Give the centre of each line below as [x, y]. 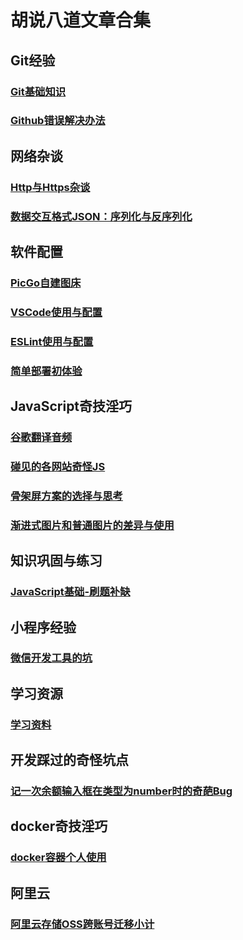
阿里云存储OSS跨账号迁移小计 [82, 924]
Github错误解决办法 [58, 121]
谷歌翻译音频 [41, 438]
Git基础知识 [38, 91]
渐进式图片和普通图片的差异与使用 [92, 525]
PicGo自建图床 [46, 283]
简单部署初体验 [46, 371]
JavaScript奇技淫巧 [71, 406]
